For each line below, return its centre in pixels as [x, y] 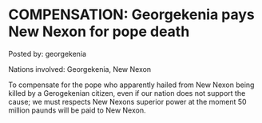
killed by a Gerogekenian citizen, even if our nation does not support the [127, 93]
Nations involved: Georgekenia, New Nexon [80, 69]
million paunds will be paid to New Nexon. [77, 110]
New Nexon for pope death [99, 32]
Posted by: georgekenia [47, 54]
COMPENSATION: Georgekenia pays [132, 15]
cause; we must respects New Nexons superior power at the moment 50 [127, 101]
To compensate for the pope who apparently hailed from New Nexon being [131, 85]
